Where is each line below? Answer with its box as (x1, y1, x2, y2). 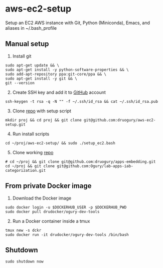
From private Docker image (5, 182, 92, 190)
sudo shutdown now (5, 259, 44, 264)
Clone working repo (12, 149, 54, 155)
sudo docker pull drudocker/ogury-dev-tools (5, 209, 100, 214)
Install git (12, 53, 32, 59)
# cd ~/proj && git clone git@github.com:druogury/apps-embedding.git (5, 159, 156, 164)
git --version (5, 80, 35, 86)
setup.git (5, 122, 26, 127)
